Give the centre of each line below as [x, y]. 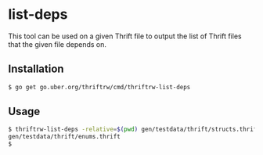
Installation [36, 69]
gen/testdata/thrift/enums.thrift [65, 137]
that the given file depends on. [58, 44]
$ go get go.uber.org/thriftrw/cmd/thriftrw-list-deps [99, 87]
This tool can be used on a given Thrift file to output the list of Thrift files [125, 36]
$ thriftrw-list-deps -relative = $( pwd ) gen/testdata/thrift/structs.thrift [134, 130]
